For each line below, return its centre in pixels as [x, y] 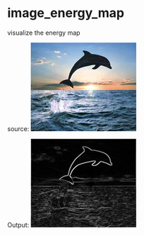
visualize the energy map [44, 33]
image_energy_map [66, 13]
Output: [18, 225]
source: [18, 128]
